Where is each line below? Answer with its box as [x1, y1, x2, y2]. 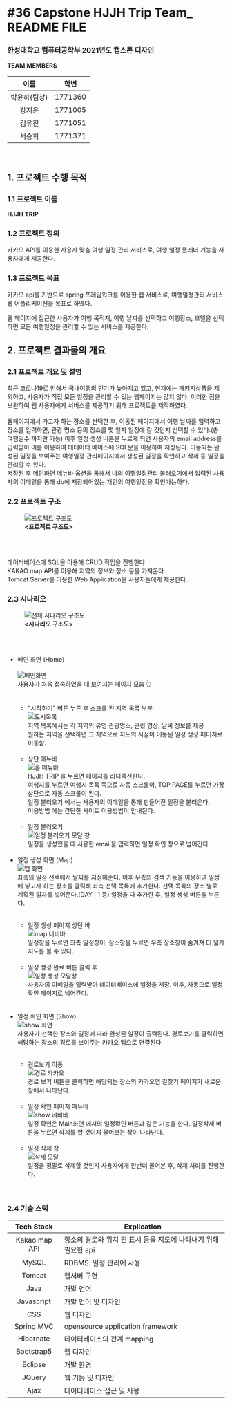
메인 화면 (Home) [17, 655, 65, 664]
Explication [124, 1222, 162, 1231]
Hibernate [17, 1334, 50, 1343]
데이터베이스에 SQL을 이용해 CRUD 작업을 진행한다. [7, 558, 147, 566]
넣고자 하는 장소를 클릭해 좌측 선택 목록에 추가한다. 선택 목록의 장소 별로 [24, 882, 218, 890]
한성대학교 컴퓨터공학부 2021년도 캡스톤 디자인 [7, 46, 155, 55]
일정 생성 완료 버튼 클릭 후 [27, 963, 98, 971]
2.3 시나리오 [7, 594, 47, 604]
